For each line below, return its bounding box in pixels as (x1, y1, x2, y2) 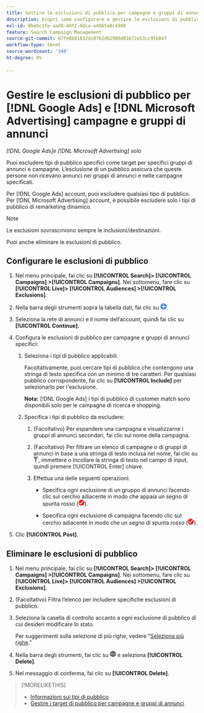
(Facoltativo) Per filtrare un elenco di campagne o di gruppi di (33, 443, 188, 451)
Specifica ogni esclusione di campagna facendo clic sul (42, 512, 182, 520)
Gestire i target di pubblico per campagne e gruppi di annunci (30, 700, 185, 707)
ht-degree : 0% (6, 55, 42, 61)
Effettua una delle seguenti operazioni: (33, 475, 130, 482)
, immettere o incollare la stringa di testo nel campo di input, (38, 456, 188, 464)
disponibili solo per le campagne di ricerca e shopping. (24, 402, 162, 409)
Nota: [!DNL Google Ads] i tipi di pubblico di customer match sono (24, 395, 190, 403)
